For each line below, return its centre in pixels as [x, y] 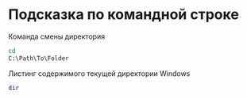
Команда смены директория [57, 36]
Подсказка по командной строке [124, 15]
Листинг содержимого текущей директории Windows [99, 73]
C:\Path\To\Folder [39, 58]
